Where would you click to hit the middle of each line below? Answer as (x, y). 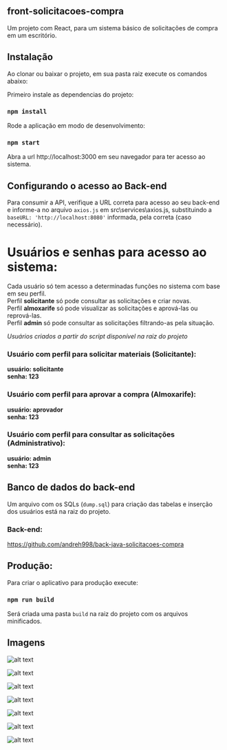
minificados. (25, 622)
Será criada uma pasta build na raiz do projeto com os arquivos (98, 614)
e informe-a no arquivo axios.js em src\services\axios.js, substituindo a (109, 210)
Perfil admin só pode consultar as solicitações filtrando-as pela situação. (111, 323)
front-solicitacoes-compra (65, 11)
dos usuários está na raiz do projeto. (59, 511)
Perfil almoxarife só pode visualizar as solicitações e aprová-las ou (102, 308)
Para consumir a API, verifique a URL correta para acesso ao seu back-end (113, 202)
